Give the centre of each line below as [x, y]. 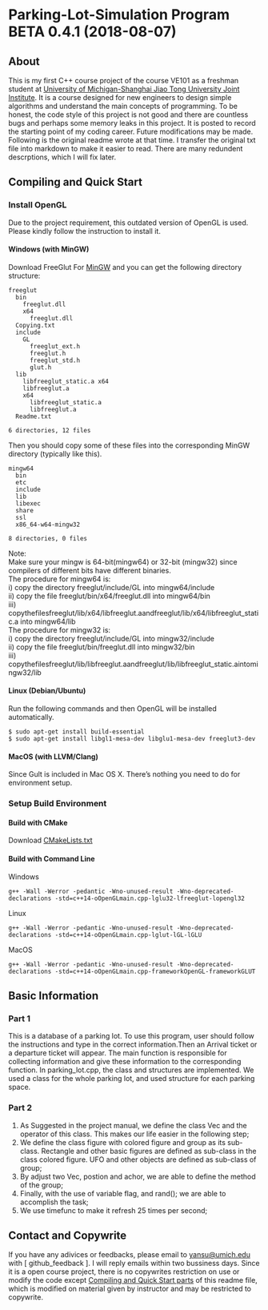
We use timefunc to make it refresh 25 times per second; [114, 1210]
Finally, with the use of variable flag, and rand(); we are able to [123, 1193]
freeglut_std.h [55, 360]
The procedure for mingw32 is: [59, 629]
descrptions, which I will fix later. [62, 157]
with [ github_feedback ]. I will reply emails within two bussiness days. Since [134, 1264]
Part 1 [19, 1019]
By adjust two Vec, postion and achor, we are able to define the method [138, 1176]
